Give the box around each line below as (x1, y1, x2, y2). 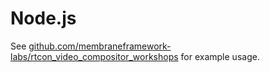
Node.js (10, 7, 77, 30)
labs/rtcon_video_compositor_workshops (10, 50, 179, 62)
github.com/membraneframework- (28, 40, 172, 52)
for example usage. (180, 50, 260, 62)
